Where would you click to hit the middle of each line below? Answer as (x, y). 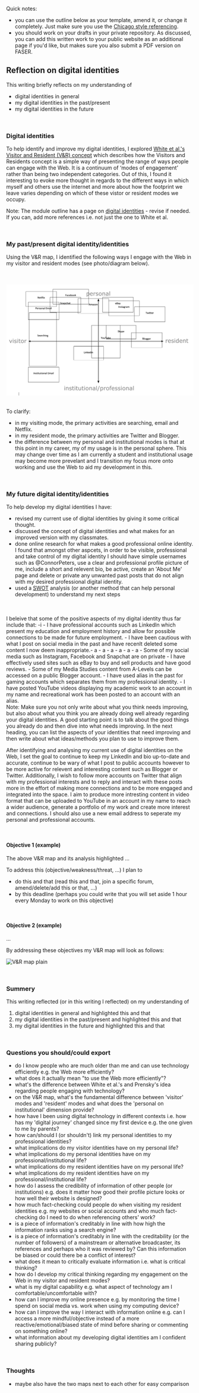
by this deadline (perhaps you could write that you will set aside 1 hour (101, 894)
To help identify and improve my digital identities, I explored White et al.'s (96, 149)
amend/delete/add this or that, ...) (56, 888)
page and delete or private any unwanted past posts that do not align (99, 575)
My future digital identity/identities (58, 494)
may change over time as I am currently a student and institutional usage (104, 455)
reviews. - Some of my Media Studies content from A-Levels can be (89, 669)
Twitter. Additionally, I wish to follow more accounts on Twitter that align (94, 775)
